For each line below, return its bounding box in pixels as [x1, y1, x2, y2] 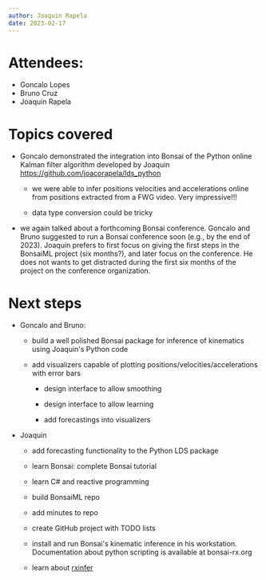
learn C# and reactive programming [31, 477, 149, 486]
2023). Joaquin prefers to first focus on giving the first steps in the [19, 241, 240, 250]
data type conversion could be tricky [31, 208, 153, 218]
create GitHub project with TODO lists [31, 523, 156, 533]
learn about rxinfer [31, 563, 93, 573]
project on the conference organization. [19, 266, 151, 276]
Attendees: [8, 54, 84, 72]
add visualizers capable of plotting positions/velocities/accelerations [31, 360, 258, 370]
